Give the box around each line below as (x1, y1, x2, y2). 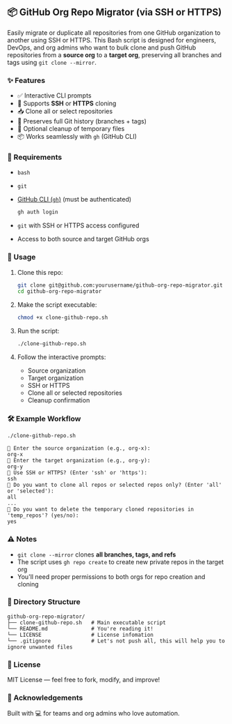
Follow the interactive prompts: (17, 353, 106, 361)
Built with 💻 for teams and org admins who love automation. (7, 709, 180, 718)
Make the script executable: (17, 301, 97, 309)
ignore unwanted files (7, 643, 73, 651)
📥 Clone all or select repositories (17, 107, 113, 116)
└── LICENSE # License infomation (7, 631, 154, 638)
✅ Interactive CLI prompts (17, 91, 92, 100)
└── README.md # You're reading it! (7, 625, 154, 632)
